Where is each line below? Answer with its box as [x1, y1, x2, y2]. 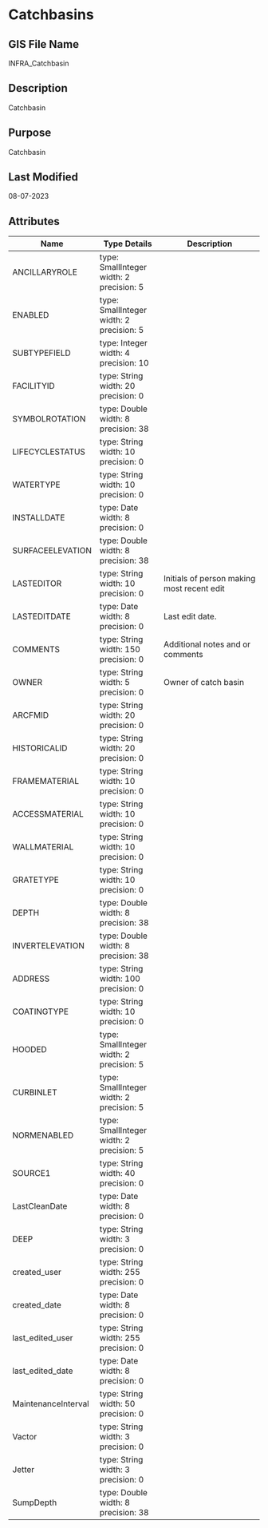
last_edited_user [12, 1332, 73, 1344]
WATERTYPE [12, 479, 61, 490]
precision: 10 [99, 358, 149, 369]
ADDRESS [12, 973, 50, 984]
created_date [12, 1300, 62, 1311]
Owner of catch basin [163, 677, 245, 688]
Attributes [8, 214, 60, 228]
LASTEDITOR [12, 578, 62, 589]
